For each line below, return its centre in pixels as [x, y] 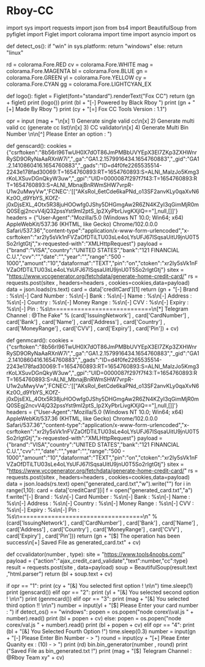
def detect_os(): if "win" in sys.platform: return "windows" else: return [95, 46]
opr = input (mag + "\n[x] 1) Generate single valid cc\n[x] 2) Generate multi [100, 121]
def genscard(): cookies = [39, 145]
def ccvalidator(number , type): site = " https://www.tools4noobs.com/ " [96, 554]
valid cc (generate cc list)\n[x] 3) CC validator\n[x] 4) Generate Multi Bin [97, 127]
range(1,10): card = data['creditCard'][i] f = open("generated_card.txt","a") [99, 490]
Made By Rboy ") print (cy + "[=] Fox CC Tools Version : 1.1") [91, 109]
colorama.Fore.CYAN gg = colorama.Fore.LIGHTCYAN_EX [79, 84]
